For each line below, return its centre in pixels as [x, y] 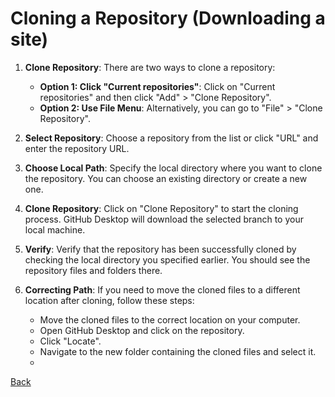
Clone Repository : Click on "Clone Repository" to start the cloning [161, 208]
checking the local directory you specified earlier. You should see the [167, 259]
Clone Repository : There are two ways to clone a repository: [150, 67]
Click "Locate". [70, 341]
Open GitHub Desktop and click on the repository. [142, 330]
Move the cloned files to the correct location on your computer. [170, 319]
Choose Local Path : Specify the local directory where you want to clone [173, 168]
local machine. [55, 229]
